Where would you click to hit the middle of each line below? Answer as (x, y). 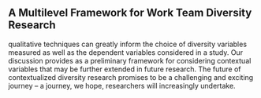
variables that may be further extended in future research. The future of (125, 69)
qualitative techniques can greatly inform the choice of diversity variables (127, 44)
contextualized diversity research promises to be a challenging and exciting (131, 77)
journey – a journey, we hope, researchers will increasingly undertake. (122, 85)
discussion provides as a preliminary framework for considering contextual (130, 60)
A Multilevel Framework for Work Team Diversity (130, 13)
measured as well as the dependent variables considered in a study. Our (125, 52)
